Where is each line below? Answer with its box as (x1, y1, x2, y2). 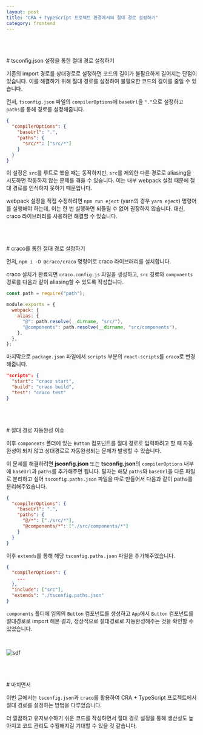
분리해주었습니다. (6, 482, 47, 490)
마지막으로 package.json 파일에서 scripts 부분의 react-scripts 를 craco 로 (6, 353, 184, 360)
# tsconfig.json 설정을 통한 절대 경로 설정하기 (6, 57, 115, 64)
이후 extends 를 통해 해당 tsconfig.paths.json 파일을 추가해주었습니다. (6, 552, 176, 559)
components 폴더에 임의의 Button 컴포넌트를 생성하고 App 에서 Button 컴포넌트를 (6, 610, 194, 617)
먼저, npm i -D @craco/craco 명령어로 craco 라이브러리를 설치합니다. (6, 258, 171, 265)
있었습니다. (6, 625, 33, 632)
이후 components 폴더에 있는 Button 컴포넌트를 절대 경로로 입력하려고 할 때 (6, 439, 182, 447)
